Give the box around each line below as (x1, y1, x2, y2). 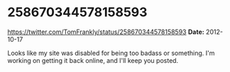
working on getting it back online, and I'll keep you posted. (7, 56, 179, 64)
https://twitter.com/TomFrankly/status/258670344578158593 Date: (7, 28, 204, 36)
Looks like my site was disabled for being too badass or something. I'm (7, 49, 215, 57)
